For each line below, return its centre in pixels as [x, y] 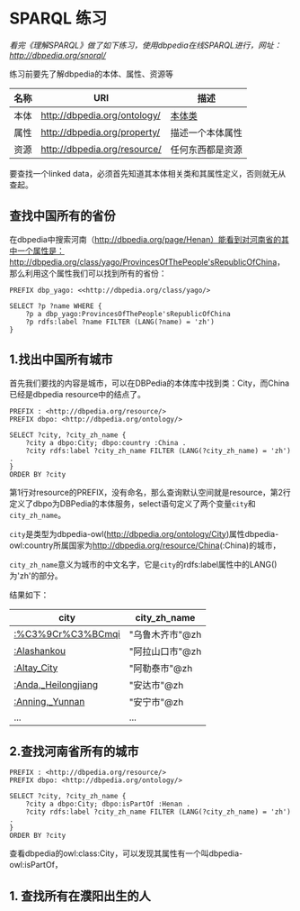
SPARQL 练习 [58, 18]
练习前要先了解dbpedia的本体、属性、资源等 [91, 74]
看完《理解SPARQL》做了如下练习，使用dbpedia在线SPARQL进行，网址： [146, 45]
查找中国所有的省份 [62, 216]
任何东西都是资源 [206, 150]
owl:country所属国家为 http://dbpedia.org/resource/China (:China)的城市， [145, 545]
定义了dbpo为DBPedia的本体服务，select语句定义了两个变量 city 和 [132, 503]
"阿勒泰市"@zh [161, 668]
